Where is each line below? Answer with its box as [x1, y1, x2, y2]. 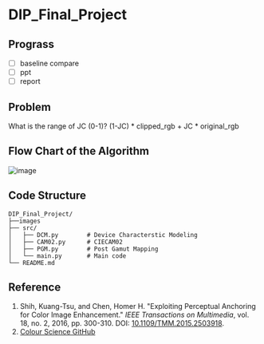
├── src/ [8, 223, 37, 232]
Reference [8, 281, 61, 295]
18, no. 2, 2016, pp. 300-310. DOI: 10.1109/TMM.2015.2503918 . [19, 318, 225, 328]
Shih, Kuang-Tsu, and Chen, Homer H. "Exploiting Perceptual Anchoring [19, 302, 257, 311]
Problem [8, 100, 52, 113]
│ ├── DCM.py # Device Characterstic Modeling [8, 231, 198, 239]
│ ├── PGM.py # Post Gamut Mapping [8, 245, 159, 253]
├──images [8, 217, 41, 225]
